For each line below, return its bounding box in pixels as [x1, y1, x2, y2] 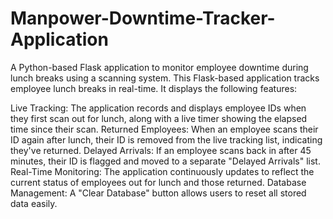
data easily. [10, 197, 58, 209]
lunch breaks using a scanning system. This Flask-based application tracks [10, 72, 320, 84]
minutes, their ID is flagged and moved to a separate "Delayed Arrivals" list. [10, 155, 321, 167]
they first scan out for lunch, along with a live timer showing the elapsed [10, 112, 308, 124]
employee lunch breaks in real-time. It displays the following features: [10, 82, 298, 94]
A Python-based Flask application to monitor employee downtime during [10, 61, 309, 73]
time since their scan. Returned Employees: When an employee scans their [10, 123, 319, 135]
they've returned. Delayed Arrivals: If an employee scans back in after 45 [10, 144, 312, 156]
